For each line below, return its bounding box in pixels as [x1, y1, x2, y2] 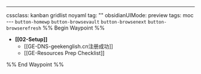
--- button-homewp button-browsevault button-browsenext [6, 18, 147, 25]
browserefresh [6, 25, 42, 31]
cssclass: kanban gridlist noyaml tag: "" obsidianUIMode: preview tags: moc [6, 12, 194, 18]
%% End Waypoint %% [6, 61, 64, 68]
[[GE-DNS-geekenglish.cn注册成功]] [23, 43, 114, 50]
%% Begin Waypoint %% [42, 24, 105, 31]
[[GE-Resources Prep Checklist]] [23, 50, 105, 56]
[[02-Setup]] [14, 36, 48, 43]
